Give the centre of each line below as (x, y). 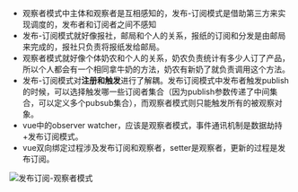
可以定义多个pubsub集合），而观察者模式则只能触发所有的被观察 (157, 103)
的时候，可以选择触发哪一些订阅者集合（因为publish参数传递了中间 (146, 92)
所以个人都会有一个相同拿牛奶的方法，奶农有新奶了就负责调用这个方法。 (156, 69)
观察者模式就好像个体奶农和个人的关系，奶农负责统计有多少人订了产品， (156, 58)
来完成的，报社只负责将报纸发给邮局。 (93, 47)
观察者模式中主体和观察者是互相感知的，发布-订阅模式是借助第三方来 (150, 13)
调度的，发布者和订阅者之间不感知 (93, 24)
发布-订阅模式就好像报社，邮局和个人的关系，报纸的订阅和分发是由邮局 (154, 35)
